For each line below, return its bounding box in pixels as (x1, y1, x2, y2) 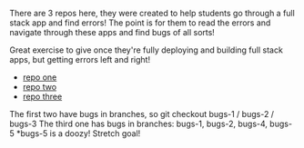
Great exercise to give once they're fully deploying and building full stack (9, 44, 284, 55)
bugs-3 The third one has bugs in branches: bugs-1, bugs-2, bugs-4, (9, 118, 269, 129)
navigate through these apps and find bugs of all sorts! (9, 27, 216, 37)
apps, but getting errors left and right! (9, 54, 151, 64)
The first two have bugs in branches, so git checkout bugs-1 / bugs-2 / (9, 109, 275, 119)
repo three (22, 91, 63, 102)
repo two (22, 82, 57, 92)
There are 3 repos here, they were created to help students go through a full (9, 8, 296, 18)
